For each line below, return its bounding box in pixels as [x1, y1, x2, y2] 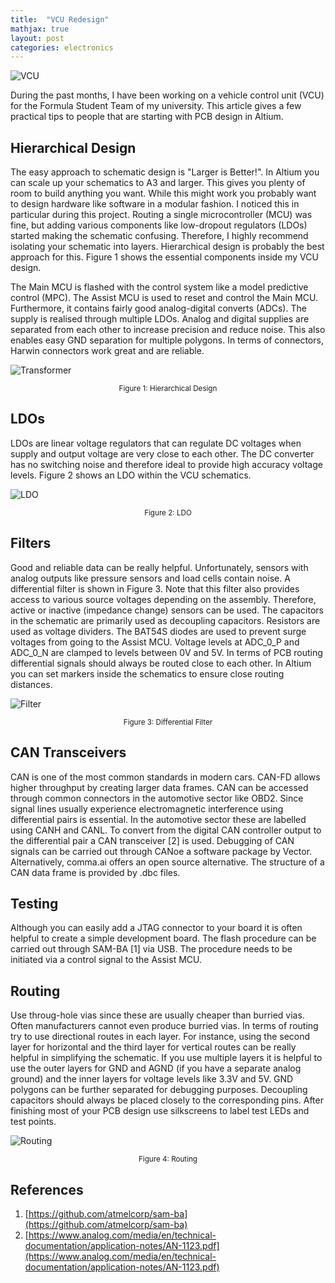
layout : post [10, 33, 65, 43]
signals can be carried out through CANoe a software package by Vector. [10, 845, 313, 857]
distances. [10, 678, 53, 690]
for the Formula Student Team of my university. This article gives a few [10, 100, 302, 112]
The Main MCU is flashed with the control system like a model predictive [10, 281, 309, 293]
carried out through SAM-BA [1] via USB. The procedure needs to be [10, 943, 293, 955]
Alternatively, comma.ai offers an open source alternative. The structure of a [10, 856, 325, 868]
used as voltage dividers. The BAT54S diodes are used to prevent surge [10, 625, 307, 637]
